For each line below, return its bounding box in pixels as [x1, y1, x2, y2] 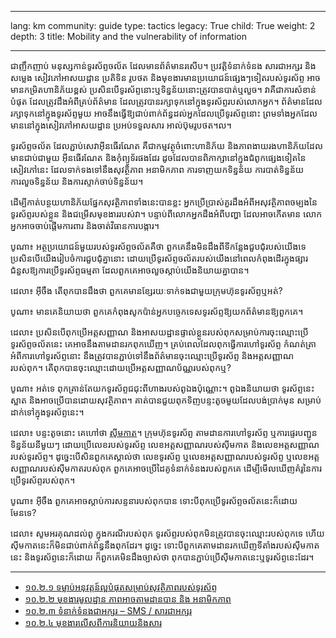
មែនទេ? [10, 507, 37, 518]
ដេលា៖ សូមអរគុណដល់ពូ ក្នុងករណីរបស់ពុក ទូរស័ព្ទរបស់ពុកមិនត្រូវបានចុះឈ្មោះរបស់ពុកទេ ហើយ [10, 527, 325, 539]
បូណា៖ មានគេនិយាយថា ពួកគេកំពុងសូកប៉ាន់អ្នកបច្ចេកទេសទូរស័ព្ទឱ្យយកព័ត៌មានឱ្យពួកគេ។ [10, 306, 304, 317]
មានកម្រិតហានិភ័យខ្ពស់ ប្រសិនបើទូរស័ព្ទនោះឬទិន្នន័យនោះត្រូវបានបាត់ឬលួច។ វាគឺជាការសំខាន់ [10, 84, 317, 95]
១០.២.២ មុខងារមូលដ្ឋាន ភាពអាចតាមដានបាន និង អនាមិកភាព [24, 593, 232, 605]
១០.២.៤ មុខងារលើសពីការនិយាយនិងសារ [24, 617, 163, 628]
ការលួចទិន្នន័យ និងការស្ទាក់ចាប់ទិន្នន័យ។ [10, 176, 144, 187]
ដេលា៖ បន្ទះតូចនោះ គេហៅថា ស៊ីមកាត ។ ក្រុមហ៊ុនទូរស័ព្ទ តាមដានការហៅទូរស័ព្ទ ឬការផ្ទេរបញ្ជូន [10, 427, 318, 438]
